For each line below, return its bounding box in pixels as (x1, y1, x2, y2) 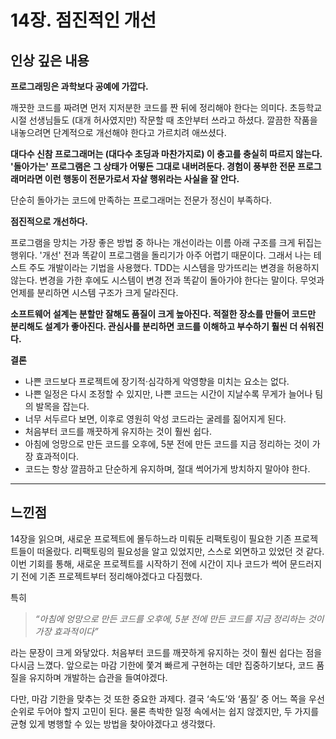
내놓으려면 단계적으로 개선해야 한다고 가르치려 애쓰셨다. (10, 127, 227, 138)
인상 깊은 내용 (10, 52, 90, 69)
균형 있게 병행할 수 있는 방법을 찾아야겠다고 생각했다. (10, 717, 216, 730)
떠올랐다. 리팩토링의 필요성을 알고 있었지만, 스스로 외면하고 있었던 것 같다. (36, 545, 325, 557)
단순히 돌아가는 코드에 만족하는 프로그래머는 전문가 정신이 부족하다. (10, 194, 272, 206)
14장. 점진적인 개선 (10, 9, 157, 32)
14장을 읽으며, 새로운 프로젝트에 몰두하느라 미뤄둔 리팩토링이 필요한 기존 (10, 532, 292, 545)
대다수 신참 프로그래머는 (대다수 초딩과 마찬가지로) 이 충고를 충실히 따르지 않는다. (10, 148, 323, 160)
